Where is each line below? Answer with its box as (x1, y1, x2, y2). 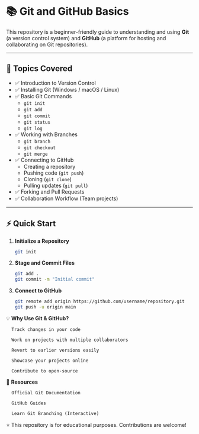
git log (23, 126, 43, 131)
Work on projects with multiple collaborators (11, 337, 129, 343)
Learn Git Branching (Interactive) (11, 410, 99, 416)
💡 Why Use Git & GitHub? (6, 314, 69, 322)
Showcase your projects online (11, 358, 89, 364)
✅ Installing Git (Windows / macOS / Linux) (14, 86, 120, 93)
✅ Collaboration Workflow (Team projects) (14, 195, 118, 202)
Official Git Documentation (11, 390, 81, 396)
